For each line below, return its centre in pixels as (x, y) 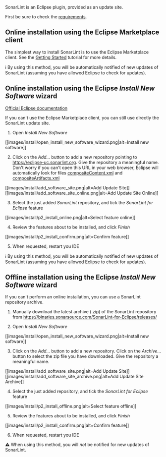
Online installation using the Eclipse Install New (80, 88)
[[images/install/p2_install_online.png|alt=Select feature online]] (70, 217)
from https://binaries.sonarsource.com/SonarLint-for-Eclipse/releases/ (84, 317)
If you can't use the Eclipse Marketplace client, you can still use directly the (82, 117)
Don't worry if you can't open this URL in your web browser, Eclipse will (85, 168)
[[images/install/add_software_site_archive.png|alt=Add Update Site (74, 377)
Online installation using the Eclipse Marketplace (82, 32)
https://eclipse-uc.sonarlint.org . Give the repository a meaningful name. (85, 162)
